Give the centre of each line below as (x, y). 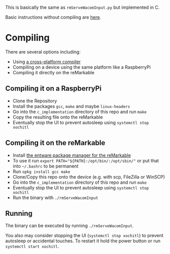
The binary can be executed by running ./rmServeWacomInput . (69, 225)
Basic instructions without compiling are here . (53, 17)
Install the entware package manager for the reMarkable (72, 155)
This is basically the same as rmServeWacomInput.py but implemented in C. (82, 7)
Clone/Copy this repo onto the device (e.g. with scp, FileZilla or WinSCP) (89, 177)
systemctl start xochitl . (32, 246)
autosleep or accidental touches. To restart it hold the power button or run (83, 241)
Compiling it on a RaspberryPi (53, 89)
